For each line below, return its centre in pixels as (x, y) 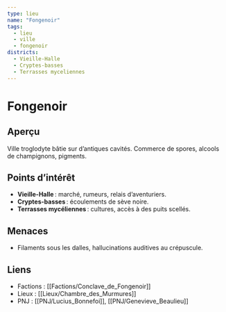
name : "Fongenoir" (34, 20)
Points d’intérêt (41, 178)
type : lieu (23, 14)
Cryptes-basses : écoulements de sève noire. (83, 202)
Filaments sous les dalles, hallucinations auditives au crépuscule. (110, 248)
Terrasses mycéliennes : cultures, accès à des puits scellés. (104, 209)
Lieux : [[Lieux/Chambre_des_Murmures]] (77, 293)
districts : (23, 53)
